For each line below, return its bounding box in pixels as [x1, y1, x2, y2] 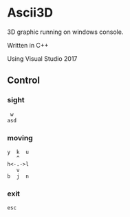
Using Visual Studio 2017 [7, 54, 78, 63]
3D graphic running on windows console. [7, 28, 124, 36]
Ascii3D [7, 5, 54, 21]
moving [7, 133, 33, 142]
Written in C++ [7, 41, 49, 49]
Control [7, 75, 40, 86]
